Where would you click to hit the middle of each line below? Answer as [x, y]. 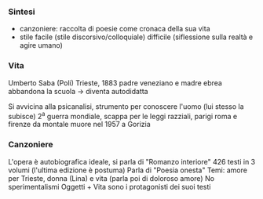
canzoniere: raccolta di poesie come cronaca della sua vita [115, 29]
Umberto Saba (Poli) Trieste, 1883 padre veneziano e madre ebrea [115, 83]
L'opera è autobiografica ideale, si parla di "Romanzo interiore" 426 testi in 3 [132, 161]
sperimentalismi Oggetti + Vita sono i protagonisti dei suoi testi [110, 186]
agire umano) [41, 45]
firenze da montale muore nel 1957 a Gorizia [79, 125]
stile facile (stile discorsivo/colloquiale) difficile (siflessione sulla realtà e [136, 37]
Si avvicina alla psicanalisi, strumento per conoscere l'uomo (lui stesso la [126, 106]
